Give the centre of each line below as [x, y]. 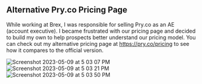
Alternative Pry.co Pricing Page [67, 10]
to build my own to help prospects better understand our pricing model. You [101, 37]
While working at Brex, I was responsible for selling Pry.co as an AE [90, 24]
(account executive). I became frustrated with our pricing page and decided [101, 31]
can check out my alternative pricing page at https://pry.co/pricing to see [98, 44]
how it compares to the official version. [55, 50]
